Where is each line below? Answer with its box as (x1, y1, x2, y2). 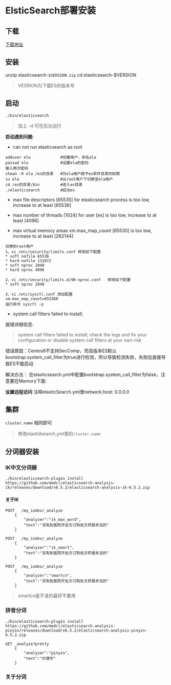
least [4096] (12, 217, 39, 224)
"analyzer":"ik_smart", (24, 545, 74, 550)
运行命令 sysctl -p (5, 301, 44, 307)
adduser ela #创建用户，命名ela (5, 155, 96, 160)
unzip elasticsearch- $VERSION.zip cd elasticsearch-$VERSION (5, 71, 137, 78)
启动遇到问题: (5, 133, 34, 139)
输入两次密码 (5, 166, 29, 171)
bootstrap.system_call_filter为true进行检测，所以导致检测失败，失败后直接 (5, 354, 161, 360)
